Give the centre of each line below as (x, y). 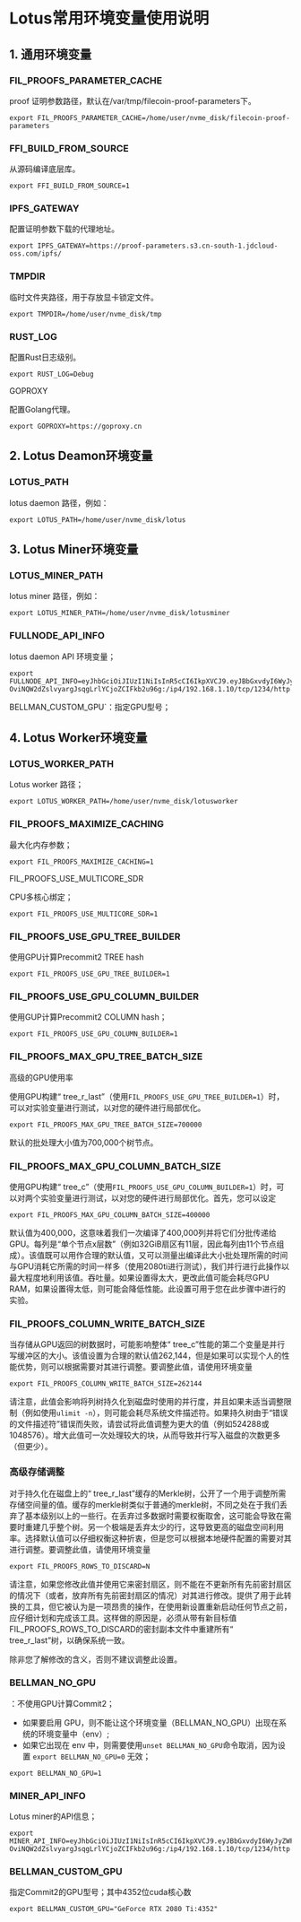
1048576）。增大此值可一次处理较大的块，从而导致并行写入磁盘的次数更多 (145, 1435)
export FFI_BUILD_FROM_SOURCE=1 (69, 186)
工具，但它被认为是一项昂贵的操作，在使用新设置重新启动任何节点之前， (158, 1606)
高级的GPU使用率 (41, 1077)
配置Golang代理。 (42, 410)
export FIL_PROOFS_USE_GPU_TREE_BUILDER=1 (90, 974)
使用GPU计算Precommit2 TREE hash (77, 957)
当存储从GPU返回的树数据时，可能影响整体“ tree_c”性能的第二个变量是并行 (147, 1344)
